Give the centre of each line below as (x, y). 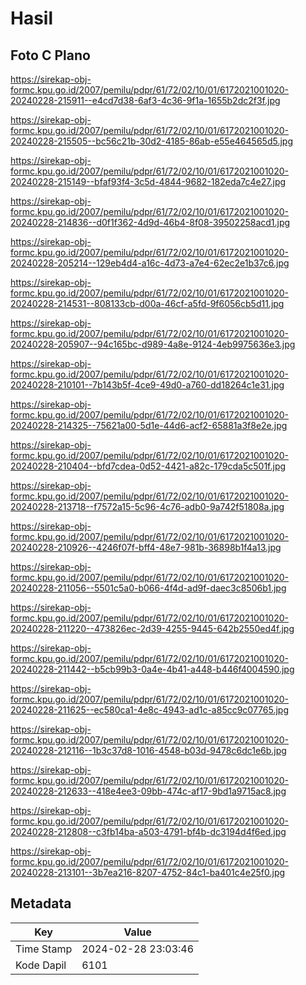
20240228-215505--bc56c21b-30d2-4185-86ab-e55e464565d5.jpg (151, 141)
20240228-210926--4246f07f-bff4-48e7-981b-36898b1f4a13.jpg (146, 547)
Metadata (41, 903)
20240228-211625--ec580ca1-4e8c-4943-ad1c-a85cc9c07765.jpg (150, 710)
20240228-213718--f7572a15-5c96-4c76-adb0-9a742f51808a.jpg (147, 506)
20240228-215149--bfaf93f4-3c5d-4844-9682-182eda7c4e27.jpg (148, 181)
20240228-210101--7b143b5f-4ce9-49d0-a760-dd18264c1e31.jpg (147, 385)
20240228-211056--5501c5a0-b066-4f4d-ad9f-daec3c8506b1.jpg (148, 588)
